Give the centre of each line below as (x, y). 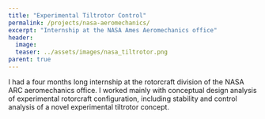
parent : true (30, 60)
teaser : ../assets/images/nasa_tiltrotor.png (92, 52)
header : (21, 37)
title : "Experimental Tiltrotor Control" (78, 15)
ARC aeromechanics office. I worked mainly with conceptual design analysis (132, 90)
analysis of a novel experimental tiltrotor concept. (89, 106)
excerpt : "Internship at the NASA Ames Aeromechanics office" (113, 30)
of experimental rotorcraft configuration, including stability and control (123, 99)
